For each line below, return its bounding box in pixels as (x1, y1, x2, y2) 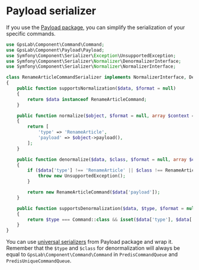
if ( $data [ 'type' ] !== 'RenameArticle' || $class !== (27, 167, 163, 173)
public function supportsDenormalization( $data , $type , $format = (17, 205, 184, 211)
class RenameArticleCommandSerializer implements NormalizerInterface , (6, 74, 187, 81)
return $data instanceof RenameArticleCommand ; (27, 96, 147, 102)
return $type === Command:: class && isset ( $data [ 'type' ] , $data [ (27, 217, 192, 223)
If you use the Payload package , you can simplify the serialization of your (6, 24, 185, 31)
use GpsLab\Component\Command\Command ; (6, 42, 105, 47)
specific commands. (6, 30, 56, 37)
